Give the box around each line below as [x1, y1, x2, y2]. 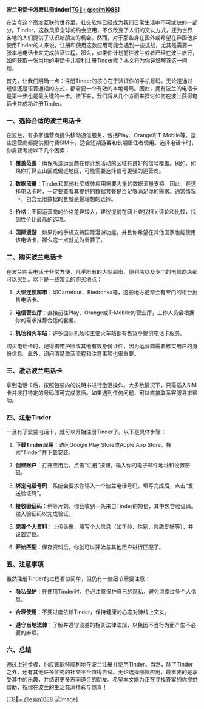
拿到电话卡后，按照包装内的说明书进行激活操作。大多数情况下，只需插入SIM [6, 381, 197, 388]
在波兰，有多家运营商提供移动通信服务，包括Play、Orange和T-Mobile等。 [6, 132, 191, 139]
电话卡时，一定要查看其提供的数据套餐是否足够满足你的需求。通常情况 [20, 188, 196, 195]
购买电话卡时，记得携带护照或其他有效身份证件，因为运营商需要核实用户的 [6, 342, 192, 350]
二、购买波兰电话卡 [6, 253, 63, 262]
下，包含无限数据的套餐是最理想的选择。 [15, 195, 117, 203]
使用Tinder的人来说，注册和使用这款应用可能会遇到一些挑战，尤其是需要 [6, 42, 188, 49]
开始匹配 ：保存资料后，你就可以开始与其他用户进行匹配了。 [15, 543, 165, 551]
